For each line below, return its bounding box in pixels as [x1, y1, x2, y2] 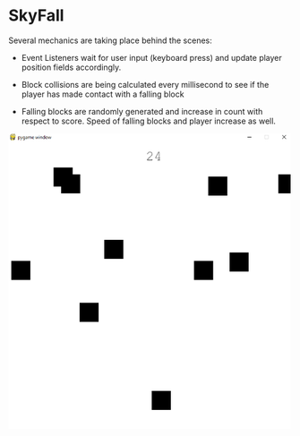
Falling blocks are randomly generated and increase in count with [21, 106, 263, 116]
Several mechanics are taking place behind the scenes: [8, 35, 212, 46]
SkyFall [8, 5, 64, 26]
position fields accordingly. [21, 62, 122, 73]
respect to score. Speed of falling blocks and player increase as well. [21, 115, 277, 126]
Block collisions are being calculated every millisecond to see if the [21, 79, 270, 90]
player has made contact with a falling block [21, 89, 184, 99]
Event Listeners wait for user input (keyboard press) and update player [21, 52, 283, 63]
